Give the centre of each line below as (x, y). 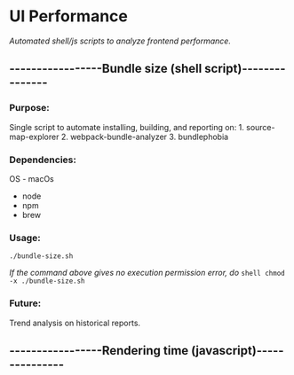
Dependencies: (43, 160)
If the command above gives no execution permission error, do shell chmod (147, 273)
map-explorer (34, 137)
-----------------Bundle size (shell (106, 69)
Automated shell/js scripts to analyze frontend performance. (120, 41)
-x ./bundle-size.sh (48, 281)
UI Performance (69, 16)
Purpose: (30, 108)
